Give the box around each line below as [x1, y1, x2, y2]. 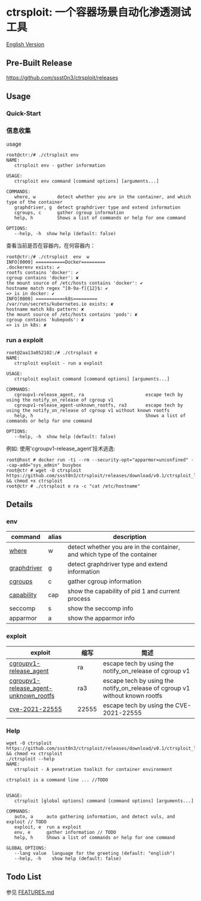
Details [6, 499, 33, 510]
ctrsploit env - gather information [14, 162, 106, 168]
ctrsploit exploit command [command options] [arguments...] [14, 376, 170, 382]
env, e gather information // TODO [14, 829, 117, 835]
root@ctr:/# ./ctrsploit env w [6, 254, 90, 260]
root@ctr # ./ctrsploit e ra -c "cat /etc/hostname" [6, 483, 141, 489]
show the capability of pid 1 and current [68, 587, 181, 595]
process [68, 595, 91, 603]
